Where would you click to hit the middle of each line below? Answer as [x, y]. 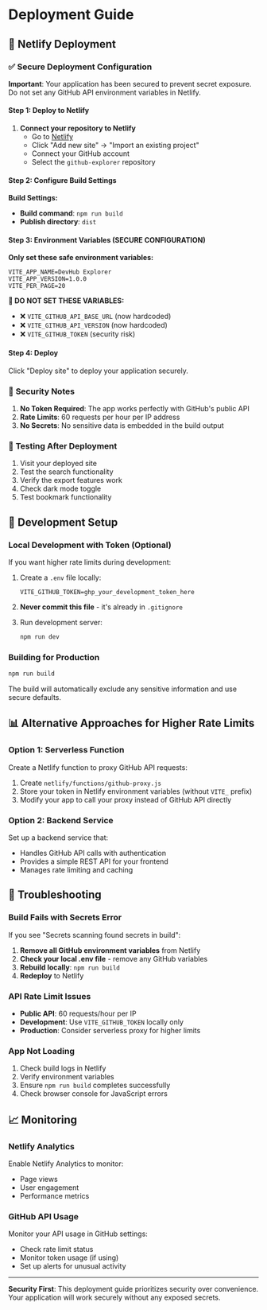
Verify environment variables [67, 1077]
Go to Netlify [52, 137]
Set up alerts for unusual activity [73, 1266]
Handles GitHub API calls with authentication [93, 853]
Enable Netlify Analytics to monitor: [66, 1164]
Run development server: [61, 622]
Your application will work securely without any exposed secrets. [114, 1297]
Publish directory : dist [58, 222]
